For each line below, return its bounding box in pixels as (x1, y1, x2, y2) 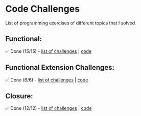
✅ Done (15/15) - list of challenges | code (5, 48, 92, 54)
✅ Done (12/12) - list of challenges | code (5, 105, 92, 111)
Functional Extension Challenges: (5, 63, 115, 72)
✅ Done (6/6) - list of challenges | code (5, 77, 88, 83)
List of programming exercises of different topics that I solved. (5, 20, 136, 26)
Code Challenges (5, 3, 80, 15)
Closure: (5, 92, 33, 100)
